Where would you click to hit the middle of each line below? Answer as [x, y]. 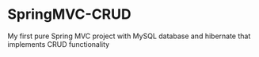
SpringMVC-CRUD [69, 14]
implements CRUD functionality [59, 44]
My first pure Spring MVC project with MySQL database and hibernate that [129, 36]
